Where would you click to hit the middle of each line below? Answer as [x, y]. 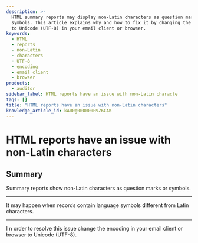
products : [18, 83]
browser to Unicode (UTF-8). [41, 235]
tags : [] [17, 99]
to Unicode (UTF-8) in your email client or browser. [79, 28]
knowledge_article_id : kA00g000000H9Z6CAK [59, 111]
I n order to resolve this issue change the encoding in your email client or [95, 229]
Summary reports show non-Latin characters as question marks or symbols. [99, 188]
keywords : [18, 34]
